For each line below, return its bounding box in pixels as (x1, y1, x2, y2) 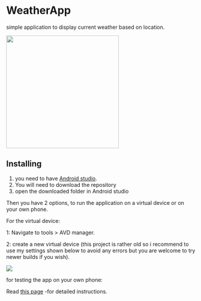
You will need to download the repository (14, 181, 117, 188)
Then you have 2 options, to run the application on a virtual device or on (6, 199, 185, 206)
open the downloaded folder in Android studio (14, 187, 129, 195)
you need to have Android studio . (14, 175, 98, 182)
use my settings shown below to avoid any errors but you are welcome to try (6, 247, 196, 254)
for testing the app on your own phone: (6, 276, 103, 283)
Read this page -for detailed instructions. (6, 288, 108, 295)
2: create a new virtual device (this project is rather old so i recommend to (6, 240, 189, 248)
